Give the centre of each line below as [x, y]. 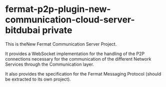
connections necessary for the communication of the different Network [78, 59]
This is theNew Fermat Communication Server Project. [61, 44]
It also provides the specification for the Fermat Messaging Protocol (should [83, 74]
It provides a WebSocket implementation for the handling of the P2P [75, 54]
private [57, 30]
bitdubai [23, 30]
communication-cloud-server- [70, 20]
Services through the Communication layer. [50, 64]
